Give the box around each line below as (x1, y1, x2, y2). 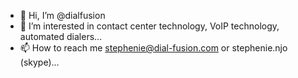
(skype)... (19, 56, 60, 68)
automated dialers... (19, 31, 103, 42)
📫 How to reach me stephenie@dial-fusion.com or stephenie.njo (19, 42, 288, 54)
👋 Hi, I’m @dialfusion (19, 10, 106, 21)
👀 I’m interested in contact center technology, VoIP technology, (19, 20, 280, 32)
